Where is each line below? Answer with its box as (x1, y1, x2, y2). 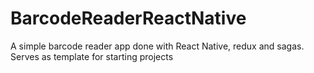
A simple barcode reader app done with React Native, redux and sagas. (10, 40, 305, 52)
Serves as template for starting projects (10, 50, 174, 62)
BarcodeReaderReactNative (10, 7, 247, 30)
